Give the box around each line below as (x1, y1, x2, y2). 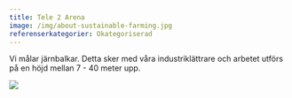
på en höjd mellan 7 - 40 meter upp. (9, 63, 141, 73)
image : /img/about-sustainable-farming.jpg (9, 21, 173, 30)
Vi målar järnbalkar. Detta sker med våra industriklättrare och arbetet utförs (9, 54, 284, 64)
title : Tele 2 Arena (9, 12, 86, 22)
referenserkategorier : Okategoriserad (9, 29, 153, 38)
